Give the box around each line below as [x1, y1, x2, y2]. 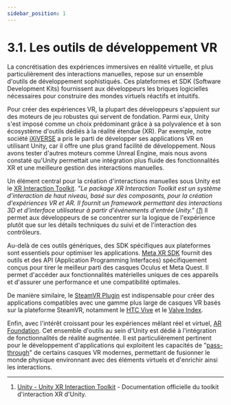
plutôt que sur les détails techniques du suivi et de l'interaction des [7, 221, 197, 229]
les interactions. [7, 362, 53, 371]
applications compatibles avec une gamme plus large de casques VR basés [7, 298, 221, 307]
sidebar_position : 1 [7, 10, 67, 17]
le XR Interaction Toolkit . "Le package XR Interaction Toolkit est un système [7, 184, 221, 193]
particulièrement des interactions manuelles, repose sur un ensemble [7, 69, 203, 78]
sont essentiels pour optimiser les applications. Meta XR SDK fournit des [7, 248, 212, 256]
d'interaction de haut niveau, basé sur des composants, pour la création [7, 191, 213, 199]
